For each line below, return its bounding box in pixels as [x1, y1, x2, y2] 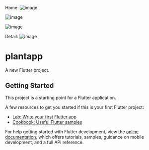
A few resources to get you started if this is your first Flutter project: [5, 104, 144, 110]
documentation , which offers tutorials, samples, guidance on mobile [5, 134, 144, 140]
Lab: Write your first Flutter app [12, 114, 77, 120]
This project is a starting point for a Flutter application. [5, 95, 116, 100]
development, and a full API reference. [5, 139, 84, 145]
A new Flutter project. [5, 67, 50, 73]
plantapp [5, 51, 43, 62]
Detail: [5, 34, 18, 39]
